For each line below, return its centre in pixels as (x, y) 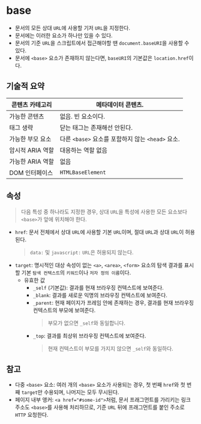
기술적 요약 (25, 86)
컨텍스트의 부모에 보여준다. (64, 310)
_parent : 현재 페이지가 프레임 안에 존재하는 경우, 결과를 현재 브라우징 (113, 303)
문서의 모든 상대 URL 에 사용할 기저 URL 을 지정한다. (73, 28)
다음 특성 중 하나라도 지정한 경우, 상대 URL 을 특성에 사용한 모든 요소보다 (104, 212)
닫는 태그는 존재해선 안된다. (96, 128)
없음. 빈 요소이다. (82, 116)
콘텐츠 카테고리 (31, 105)
